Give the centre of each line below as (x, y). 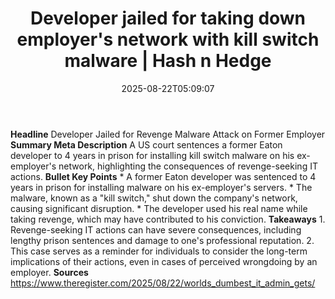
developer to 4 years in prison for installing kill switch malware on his (152, 155)
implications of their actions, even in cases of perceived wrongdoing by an (164, 261)
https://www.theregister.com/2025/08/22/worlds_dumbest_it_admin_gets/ (163, 283)
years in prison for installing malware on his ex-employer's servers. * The (161, 187)
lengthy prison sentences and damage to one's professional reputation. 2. (162, 240)
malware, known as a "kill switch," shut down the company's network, (154, 198)
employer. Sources (49, 272)
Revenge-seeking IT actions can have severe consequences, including (156, 229)
